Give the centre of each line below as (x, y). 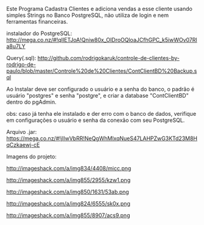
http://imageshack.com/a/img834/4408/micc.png (69, 168)
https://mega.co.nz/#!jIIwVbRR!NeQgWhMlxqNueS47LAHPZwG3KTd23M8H (102, 138)
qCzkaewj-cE (23, 145)
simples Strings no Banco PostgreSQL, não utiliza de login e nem (88, 15)
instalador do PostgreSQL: (39, 33)
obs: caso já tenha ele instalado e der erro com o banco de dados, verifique (101, 114)
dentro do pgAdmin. (31, 102)
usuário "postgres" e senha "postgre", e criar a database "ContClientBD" (97, 96)
